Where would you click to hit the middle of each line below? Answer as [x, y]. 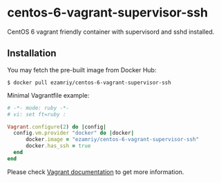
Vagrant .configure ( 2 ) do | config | [57, 127]
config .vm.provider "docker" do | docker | [74, 133]
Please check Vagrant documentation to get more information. [96, 172]
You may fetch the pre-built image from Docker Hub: [82, 69]
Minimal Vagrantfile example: [48, 95]
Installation [32, 53]
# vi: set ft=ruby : [37, 114]
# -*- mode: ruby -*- [38, 108]
